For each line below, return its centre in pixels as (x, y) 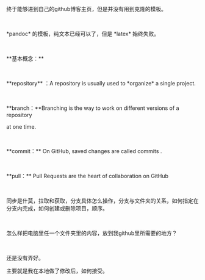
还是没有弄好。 (25, 258)
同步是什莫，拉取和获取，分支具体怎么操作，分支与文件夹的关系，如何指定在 (103, 201)
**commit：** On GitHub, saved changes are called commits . (84, 151)
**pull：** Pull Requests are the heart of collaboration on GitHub (88, 176)
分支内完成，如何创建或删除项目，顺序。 (57, 208)
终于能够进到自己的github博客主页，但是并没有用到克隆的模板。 (86, 9)
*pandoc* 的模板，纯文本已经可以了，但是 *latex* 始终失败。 (83, 34)
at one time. (21, 127)
